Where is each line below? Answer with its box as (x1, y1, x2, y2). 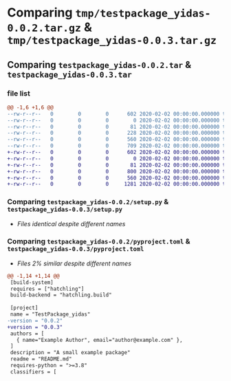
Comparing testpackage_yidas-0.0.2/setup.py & (7, 197, 169, 207)
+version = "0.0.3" (7, 323, 63, 331)
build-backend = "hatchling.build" (10, 292, 112, 298)
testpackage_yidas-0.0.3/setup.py (7, 206, 122, 214)
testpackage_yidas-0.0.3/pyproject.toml (7, 246, 144, 253)
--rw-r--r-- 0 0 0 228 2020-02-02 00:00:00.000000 (7, 129, 220, 137)
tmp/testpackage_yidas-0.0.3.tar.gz (7, 34, 217, 47)
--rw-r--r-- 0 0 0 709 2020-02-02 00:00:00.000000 (7, 142, 220, 149)
